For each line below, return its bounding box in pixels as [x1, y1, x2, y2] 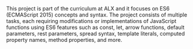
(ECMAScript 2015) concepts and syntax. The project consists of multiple [6, 11, 188, 18]
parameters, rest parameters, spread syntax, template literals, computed [6, 30, 185, 37]
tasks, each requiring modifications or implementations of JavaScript [6, 18, 177, 24]
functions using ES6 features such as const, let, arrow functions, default [6, 24, 185, 31]
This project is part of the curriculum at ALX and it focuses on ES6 [6, 5, 170, 12]
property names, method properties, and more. [6, 37, 123, 43]
